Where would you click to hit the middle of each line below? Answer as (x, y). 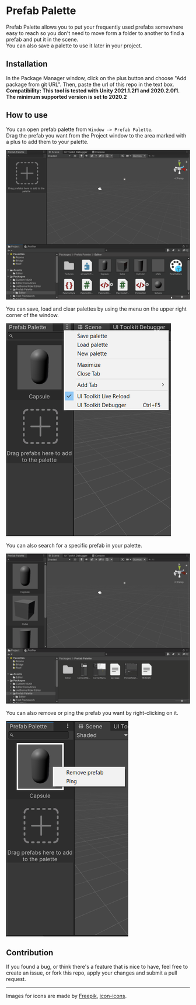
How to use (27, 115)
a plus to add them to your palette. (47, 142)
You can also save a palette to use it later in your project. (74, 46)
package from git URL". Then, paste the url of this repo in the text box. (90, 84)
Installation (27, 64)
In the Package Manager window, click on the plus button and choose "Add (96, 78)
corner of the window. (33, 315)
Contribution (30, 953)
